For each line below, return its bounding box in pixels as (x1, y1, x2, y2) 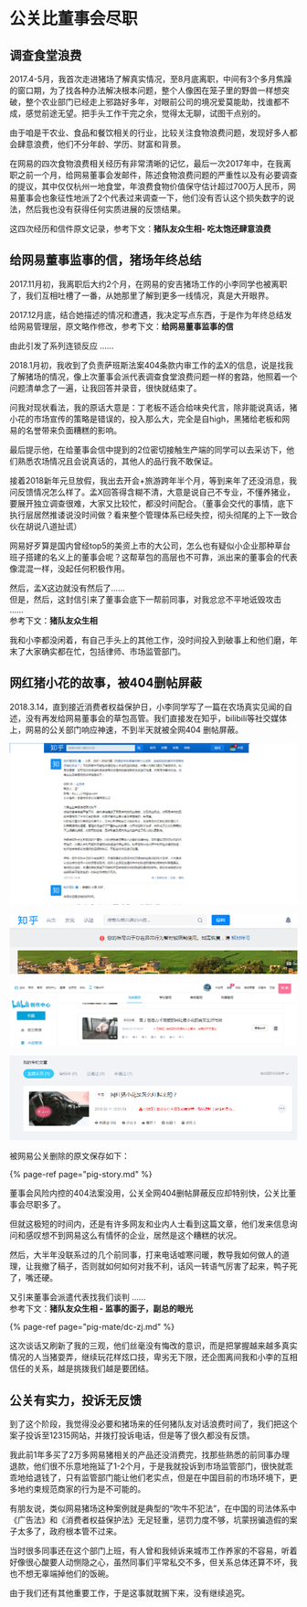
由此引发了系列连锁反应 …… (9, 340, 114, 351)
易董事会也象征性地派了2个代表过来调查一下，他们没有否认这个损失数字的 (9, 193, 287, 203)
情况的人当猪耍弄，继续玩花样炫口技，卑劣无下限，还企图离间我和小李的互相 (9, 1352, 298, 1363)
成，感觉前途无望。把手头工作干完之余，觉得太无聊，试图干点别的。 (9, 108, 266, 119)
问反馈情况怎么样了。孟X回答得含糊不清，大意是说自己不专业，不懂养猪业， (9, 486, 295, 497)
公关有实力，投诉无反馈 (9, 1392, 142, 1408)
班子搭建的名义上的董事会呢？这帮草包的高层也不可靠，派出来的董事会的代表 (9, 551, 298, 562)
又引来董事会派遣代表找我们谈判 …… (9, 1292, 146, 1303)
